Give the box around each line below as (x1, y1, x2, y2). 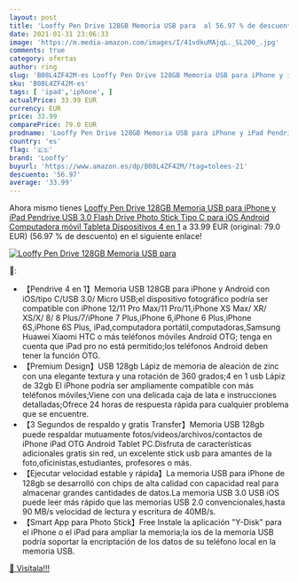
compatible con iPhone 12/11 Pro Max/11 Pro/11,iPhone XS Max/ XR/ (21, 303, 267, 314)
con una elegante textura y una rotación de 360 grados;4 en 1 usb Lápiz (21, 371, 286, 382)
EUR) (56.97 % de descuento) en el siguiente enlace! (9, 231, 202, 242)
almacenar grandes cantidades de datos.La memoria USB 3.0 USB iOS (21, 488, 280, 498)
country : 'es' (9, 137, 62, 146)
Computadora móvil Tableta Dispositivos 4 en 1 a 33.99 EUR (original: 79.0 (9, 221, 281, 232)
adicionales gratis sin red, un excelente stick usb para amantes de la (21, 448, 272, 458)
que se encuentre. (21, 409, 90, 419)
